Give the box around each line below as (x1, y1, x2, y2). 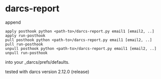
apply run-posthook (5, 33, 46, 38)
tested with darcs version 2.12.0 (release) (5, 69, 89, 75)
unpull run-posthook (5, 50, 48, 55)
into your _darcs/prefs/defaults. (5, 59, 70, 65)
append (5, 19, 21, 25)
